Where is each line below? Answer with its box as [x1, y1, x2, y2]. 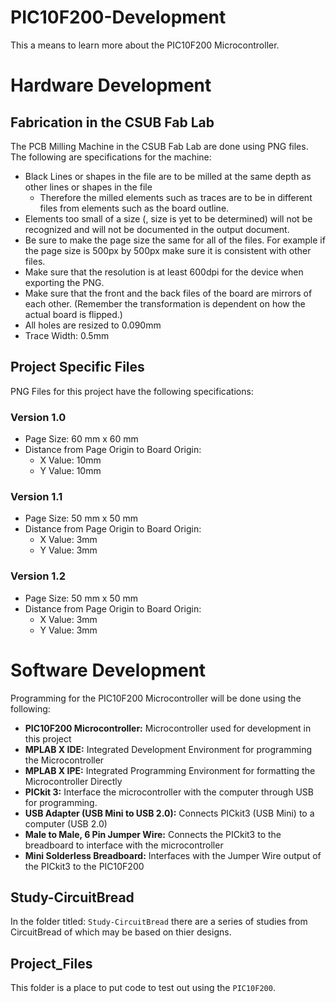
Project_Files [10, 955, 93, 972]
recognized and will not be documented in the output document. [24, 223, 290, 235]
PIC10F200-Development [10, 6, 227, 29]
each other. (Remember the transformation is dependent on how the [24, 297, 306, 310]
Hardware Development [10, 74, 212, 97]
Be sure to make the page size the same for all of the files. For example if [24, 234, 326, 246]
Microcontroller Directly [24, 775, 123, 787]
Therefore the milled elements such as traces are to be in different [39, 191, 313, 203]
